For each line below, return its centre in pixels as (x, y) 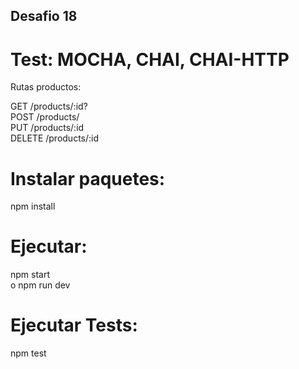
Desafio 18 (44, 16)
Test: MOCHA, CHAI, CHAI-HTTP (150, 59)
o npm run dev (40, 285)
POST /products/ (45, 117)
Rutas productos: (46, 87)
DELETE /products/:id (55, 138)
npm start (30, 275)
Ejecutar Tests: (74, 325)
